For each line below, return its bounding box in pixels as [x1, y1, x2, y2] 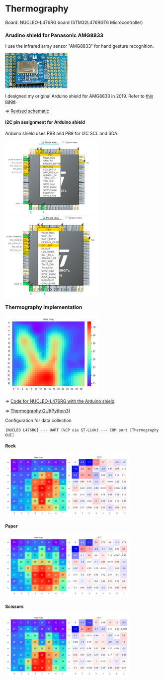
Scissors [5, 603, 24, 609]
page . [5, 98, 17, 104]
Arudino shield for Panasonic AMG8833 [5, 32, 103, 39]
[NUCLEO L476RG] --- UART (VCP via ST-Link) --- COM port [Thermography [5, 427, 159, 432]
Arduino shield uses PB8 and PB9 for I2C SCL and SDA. [5, 130, 119, 137]
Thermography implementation [5, 304, 82, 311]
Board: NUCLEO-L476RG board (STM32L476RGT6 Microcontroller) [5, 19, 143, 25]
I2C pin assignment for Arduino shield [5, 119, 85, 125]
